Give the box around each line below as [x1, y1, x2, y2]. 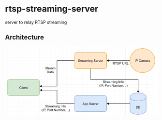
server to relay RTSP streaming [5, 19, 67, 25]
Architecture [5, 33, 44, 41]
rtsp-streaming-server [5, 3, 99, 14]
